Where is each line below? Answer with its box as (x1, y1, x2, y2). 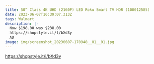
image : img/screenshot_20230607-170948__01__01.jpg (5, 40, 114, 45)
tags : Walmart (5, 16, 35, 21)
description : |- (5, 21, 39, 26)
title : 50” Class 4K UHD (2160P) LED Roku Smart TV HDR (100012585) (5, 7, 150, 12)
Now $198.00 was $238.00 (9, 26, 61, 31)
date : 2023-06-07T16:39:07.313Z (5, 12, 72, 17)
